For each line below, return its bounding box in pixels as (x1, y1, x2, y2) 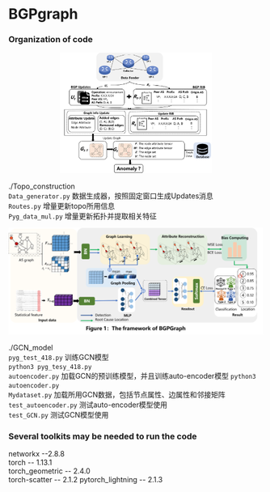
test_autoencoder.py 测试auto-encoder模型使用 (8, 400, 168, 409)
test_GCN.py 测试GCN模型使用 (8, 409, 109, 419)
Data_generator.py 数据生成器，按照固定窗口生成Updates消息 (8, 191, 214, 201)
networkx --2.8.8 (8, 449, 65, 459)
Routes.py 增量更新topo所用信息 (8, 201, 116, 210)
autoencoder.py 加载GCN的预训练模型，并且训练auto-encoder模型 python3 (8, 371, 256, 380)
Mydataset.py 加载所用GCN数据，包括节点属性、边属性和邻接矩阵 (8, 389, 226, 399)
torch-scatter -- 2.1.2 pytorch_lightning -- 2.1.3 (8, 475, 163, 485)
